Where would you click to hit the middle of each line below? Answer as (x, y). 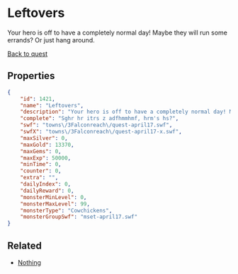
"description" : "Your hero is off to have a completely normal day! (123, 112)
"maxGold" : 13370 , (47, 145)
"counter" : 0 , (41, 171)
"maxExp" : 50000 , (46, 158)
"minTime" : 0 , (41, 165)
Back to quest (28, 54)
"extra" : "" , (39, 178)
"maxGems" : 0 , (41, 151)
